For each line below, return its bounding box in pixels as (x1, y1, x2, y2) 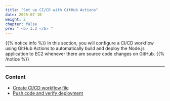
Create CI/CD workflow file (12, 85, 69, 91)
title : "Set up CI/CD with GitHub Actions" (5, 7, 99, 13)
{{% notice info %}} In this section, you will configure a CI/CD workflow (5, 40, 154, 46)
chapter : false (5, 21, 37, 27)
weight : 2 (5, 17, 26, 22)
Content (5, 74, 26, 81)
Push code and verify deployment (12, 90, 83, 96)
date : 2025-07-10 (5, 12, 42, 17)
